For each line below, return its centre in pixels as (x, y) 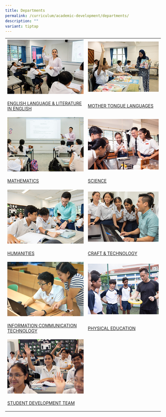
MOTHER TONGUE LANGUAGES (121, 106)
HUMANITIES (21, 253)
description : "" (22, 21)
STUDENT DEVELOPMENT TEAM (41, 403)
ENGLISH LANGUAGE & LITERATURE (45, 103)
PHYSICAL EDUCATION (112, 328)
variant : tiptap (22, 26)
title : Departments (25, 10)
